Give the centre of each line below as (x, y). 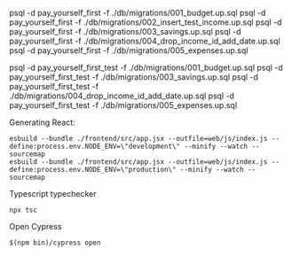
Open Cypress (36, 226)
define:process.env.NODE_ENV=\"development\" (95, 146)
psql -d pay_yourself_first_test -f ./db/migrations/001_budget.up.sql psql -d (146, 67)
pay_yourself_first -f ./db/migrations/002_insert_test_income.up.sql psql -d (146, 22)
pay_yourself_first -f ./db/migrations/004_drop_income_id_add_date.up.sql (145, 41)
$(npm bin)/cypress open (55, 243)
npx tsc (24, 210)
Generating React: (42, 122)
